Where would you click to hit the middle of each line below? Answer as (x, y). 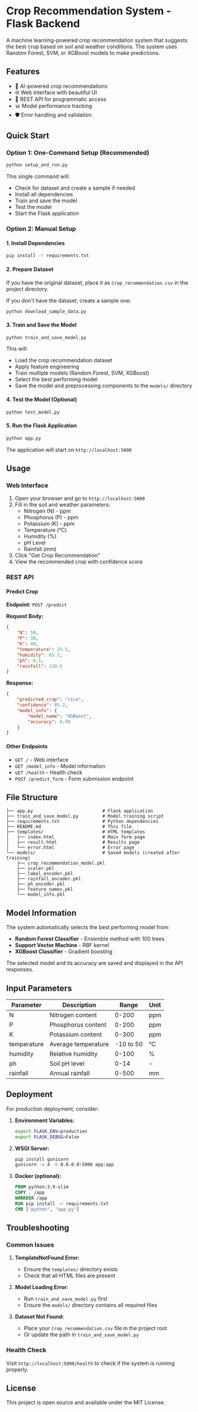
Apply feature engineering (47, 367)
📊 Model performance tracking (53, 106)
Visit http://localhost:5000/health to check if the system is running (90, 1363)
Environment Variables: (44, 1120)
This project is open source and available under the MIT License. (86, 1402)
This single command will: (38, 177)
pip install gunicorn (41, 1159)
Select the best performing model (56, 380)
